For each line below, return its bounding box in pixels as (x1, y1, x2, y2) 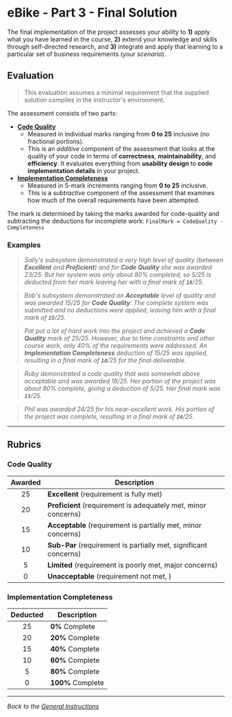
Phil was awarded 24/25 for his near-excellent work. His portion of (23, 405, 215, 413)
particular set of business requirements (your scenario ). (7, 50, 166, 58)
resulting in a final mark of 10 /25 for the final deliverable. (23, 356, 186, 365)
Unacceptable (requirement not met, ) (47, 571, 172, 581)
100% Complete (50, 678, 105, 688)
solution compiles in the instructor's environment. (23, 96, 166, 104)
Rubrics (7, 439, 41, 451)
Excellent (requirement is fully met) (47, 489, 163, 499)
